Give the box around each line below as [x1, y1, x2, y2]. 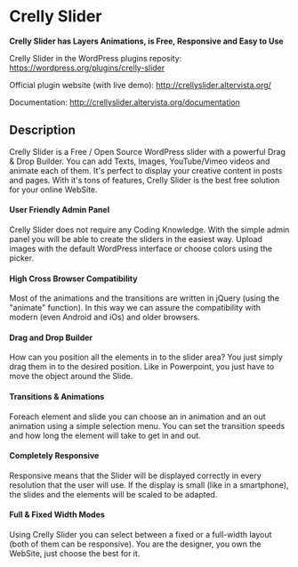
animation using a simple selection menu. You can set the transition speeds [9, 420, 286, 431]
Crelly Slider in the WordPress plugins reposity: [9, 53, 182, 63]
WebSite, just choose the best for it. [9, 547, 141, 558]
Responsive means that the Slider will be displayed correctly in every [9, 470, 262, 481]
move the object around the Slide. [9, 371, 133, 382]
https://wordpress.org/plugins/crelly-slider [9, 62, 165, 73]
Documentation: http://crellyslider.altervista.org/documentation [9, 96, 240, 108]
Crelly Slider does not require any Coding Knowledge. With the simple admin [9, 224, 290, 235]
